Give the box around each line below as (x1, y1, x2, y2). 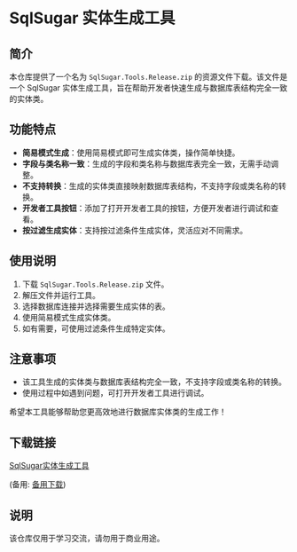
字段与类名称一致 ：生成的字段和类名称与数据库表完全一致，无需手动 (21, 158, 271, 169)
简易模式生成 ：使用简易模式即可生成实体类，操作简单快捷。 (21, 147, 240, 158)
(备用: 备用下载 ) (9, 479, 66, 490)
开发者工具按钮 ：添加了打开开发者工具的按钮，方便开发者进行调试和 (21, 202, 271, 213)
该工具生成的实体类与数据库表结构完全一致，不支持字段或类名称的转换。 (21, 376, 286, 387)
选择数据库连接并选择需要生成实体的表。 (21, 301, 170, 311)
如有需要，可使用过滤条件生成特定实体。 (21, 323, 170, 334)
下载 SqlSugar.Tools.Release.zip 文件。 (21, 279, 169, 289)
